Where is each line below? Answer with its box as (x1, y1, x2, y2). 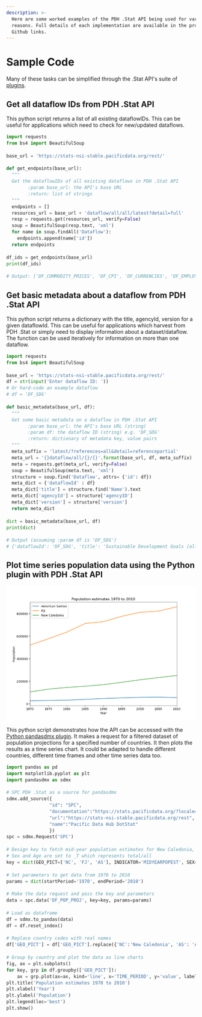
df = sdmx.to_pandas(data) (6, 916, 74, 923)
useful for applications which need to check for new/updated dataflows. (6, 121, 185, 129)
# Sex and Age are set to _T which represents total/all (6, 853, 152, 859)
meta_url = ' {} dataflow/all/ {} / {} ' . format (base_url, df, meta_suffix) (11, 455, 192, 461)
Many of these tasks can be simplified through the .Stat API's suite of (6, 75, 178, 82)
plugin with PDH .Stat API (6, 570, 103, 580)
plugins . (6, 82, 26, 89)
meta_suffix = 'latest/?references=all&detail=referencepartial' (11, 449, 179, 455)
